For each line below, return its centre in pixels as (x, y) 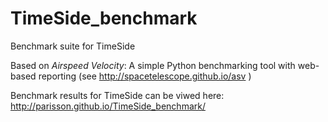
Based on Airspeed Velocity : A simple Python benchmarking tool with (153, 65)
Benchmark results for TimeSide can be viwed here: (117, 95)
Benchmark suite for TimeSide (73, 46)
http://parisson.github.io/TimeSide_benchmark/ (108, 106)
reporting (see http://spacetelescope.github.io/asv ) (145, 76)
